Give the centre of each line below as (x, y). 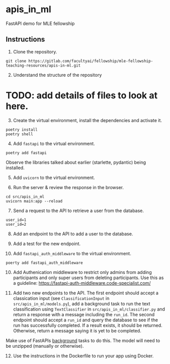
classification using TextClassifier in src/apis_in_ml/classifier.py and (89, 309)
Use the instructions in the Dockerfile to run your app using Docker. (83, 356)
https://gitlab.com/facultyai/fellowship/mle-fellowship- (91, 61)
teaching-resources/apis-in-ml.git (43, 65)
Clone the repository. (35, 51)
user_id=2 (16, 224)
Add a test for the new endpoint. (47, 244)
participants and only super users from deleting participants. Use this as (88, 278)
